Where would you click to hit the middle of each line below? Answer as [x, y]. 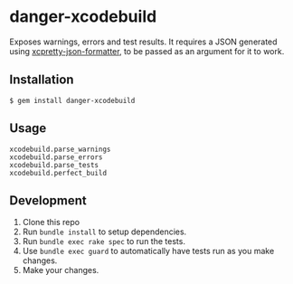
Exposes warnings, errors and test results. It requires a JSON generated [143, 42]
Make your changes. [61, 270]
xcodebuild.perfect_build [58, 173]
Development [48, 200]
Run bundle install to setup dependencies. [104, 232]
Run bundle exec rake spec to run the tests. [104, 241]
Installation [42, 80]
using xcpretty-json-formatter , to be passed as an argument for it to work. [147, 51]
